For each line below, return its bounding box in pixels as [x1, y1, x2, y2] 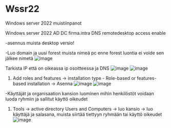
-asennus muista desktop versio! [5, 39, 75, 46]
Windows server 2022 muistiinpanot [5, 20, 82, 26]
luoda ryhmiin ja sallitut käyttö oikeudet [5, 96, 88, 102]
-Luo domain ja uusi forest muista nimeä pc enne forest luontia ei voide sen [5, 50, 164, 56]
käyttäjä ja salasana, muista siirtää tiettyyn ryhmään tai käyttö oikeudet [12, 111, 162, 117]
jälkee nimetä [5, 55, 33, 61]
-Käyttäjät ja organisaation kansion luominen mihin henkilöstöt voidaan [5, 90, 155, 96]
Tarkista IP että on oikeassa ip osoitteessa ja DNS [5, 65, 110, 71]
